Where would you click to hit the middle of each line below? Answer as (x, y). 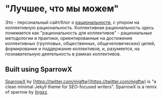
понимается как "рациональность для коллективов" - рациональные (79, 33)
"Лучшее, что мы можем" (62, 9)
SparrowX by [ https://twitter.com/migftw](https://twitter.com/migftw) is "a (81, 81)
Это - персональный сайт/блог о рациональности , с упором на (72, 22)
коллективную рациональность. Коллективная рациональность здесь (80, 27)
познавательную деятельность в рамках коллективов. (63, 54)
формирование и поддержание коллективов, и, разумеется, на (73, 49)
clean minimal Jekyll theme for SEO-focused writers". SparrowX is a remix (81, 87)
